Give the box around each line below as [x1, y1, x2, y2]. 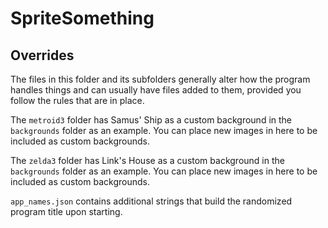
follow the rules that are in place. [10, 95, 145, 106]
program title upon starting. [10, 206, 123, 217]
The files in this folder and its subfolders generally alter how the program [10, 73, 311, 85]
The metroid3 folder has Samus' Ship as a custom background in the [10, 114, 293, 126]
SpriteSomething [10, 7, 155, 30]
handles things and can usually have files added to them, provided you [10, 84, 302, 96]
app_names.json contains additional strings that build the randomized [10, 195, 293, 207]
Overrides [10, 47, 75, 64]
